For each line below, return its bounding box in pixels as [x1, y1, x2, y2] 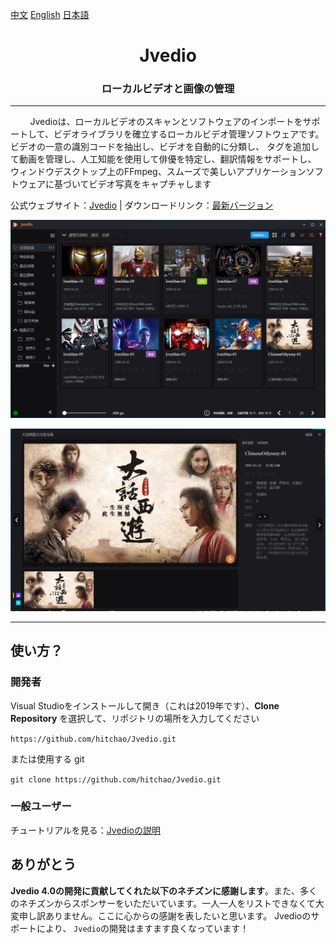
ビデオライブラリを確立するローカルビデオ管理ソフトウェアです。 [53, 128, 325, 140]
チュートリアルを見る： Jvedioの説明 [10, 824, 161, 836]
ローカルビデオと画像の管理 [101, 82, 235, 96]
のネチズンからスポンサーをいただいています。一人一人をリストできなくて [10, 897, 316, 909]
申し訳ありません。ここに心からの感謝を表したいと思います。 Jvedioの [18, 909, 312, 922]
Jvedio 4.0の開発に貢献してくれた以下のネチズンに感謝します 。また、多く [10, 884, 318, 897]
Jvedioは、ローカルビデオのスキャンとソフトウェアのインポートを [29, 116, 303, 128]
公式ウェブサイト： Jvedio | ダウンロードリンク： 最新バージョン [10, 199, 274, 212]
